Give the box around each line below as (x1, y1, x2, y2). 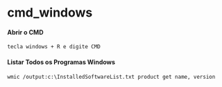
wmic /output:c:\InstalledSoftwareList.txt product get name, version (7, 73, 216, 80)
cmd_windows (7, 5, 93, 21)
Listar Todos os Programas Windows (7, 57, 116, 66)
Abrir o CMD (7, 28, 44, 36)
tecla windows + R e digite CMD (7, 43, 101, 50)
